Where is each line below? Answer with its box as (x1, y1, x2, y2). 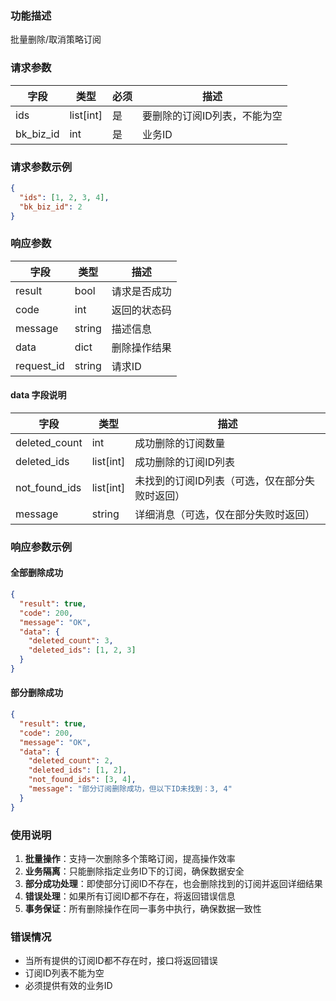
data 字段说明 (10, 389, 67, 401)
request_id (15, 358, 65, 372)
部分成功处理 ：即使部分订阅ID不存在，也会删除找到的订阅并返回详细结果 (24, 878, 323, 890)
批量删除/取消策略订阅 (10, 33, 102, 46)
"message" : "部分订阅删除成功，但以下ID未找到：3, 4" (28, 784, 233, 794)
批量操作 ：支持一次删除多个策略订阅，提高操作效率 (24, 853, 236, 865)
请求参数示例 (10, 160, 73, 174)
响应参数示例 (10, 540, 73, 554)
